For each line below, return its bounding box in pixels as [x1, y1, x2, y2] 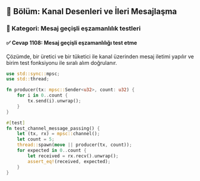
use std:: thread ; [6, 76, 50, 82]
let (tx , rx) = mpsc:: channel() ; [17, 131, 100, 137]
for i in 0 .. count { [17, 92, 68, 99]
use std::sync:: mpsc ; [6, 70, 60, 77]
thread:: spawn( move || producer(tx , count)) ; [17, 142, 133, 148]
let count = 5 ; [17, 136, 55, 142]
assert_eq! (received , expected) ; [27, 158, 111, 164]
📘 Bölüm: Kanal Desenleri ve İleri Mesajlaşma [6, 7, 177, 17]
